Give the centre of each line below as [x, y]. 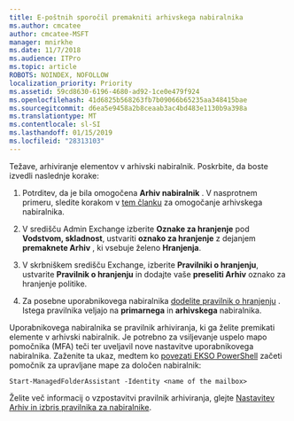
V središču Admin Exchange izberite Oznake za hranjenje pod [135, 229]
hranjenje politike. [54, 284]
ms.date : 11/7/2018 [45, 51]
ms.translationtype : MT [53, 116]
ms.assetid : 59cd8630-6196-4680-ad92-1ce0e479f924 [104, 91]
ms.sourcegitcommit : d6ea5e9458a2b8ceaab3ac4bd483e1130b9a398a [128, 108]
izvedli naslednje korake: [54, 175]
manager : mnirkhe [41, 42]
